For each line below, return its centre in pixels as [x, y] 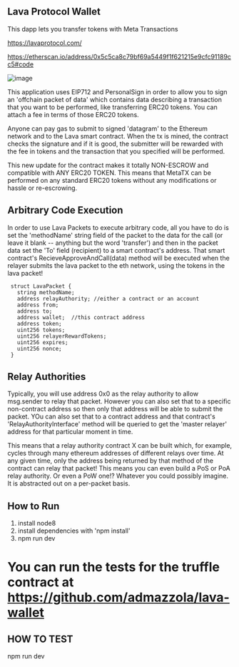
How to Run [34, 506]
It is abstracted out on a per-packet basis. [69, 483]
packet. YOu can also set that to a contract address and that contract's [111, 416]
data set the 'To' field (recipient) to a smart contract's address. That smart [116, 250]
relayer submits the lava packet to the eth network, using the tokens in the [116, 265]
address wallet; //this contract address [81, 317]
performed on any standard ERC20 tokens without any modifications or [112, 180]
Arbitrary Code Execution [65, 210]
